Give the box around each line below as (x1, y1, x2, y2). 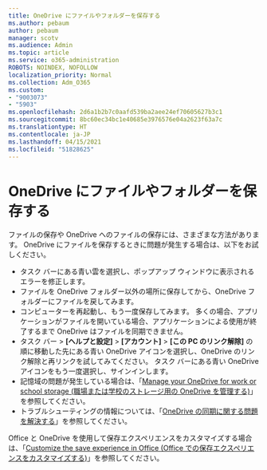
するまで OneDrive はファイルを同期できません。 (26, 326, 188, 336)
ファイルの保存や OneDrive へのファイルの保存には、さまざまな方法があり (8, 230, 253, 239)
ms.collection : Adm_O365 (8, 78, 91, 86)
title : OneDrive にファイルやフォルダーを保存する (8, 11, 161, 20)
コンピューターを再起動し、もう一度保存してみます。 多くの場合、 (19, 306, 238, 316)
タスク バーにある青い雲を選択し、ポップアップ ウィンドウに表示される (19, 267, 255, 276)
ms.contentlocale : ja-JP (8, 130, 91, 138)
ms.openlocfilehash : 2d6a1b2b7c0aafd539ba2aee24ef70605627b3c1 (8, 109, 223, 117)
